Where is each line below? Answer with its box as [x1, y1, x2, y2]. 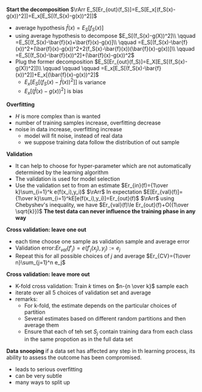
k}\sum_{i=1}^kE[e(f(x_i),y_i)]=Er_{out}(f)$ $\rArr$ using [34, 194, 175, 201]
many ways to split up [15, 379, 70, 386]
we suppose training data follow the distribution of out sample [24, 138, 179, 146]
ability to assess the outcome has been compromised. [6, 354, 142, 361]
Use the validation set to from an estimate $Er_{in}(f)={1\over [15, 181, 169, 189]
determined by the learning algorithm [15, 169, 108, 176]
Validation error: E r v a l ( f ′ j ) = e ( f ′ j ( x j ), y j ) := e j [15, 244, 120, 253]
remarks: [15, 295, 38, 302]
